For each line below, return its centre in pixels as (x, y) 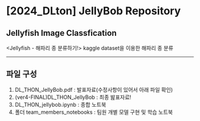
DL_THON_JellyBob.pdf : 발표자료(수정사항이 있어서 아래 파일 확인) (94, 89)
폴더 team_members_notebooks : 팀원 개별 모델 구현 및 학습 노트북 (94, 112)
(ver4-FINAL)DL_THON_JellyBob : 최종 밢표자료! (73, 97)
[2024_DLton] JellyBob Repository (93, 11)
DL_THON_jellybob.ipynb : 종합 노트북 (60, 104)
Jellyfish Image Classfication (62, 33)
